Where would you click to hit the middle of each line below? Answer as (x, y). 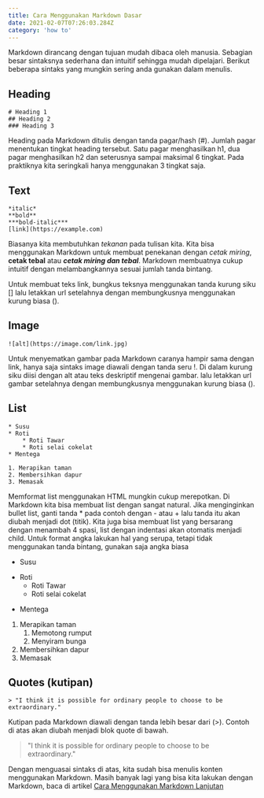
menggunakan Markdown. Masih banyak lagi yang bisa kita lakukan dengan (131, 778)
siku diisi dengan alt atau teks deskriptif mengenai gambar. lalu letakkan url (130, 375)
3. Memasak (26, 481)
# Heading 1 (27, 112)
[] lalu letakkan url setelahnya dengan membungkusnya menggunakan (122, 293)
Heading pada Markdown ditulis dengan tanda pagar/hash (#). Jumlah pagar (132, 141)
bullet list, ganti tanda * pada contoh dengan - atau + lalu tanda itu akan (125, 513)
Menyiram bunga (59, 641)
